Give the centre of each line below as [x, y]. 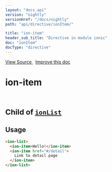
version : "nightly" [26, 15]
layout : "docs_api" [26, 10]
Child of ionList [33, 112]
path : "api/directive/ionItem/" [39, 24]
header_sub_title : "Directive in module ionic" [57, 38]
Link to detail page [36, 156]
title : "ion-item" [25, 33]
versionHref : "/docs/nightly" [37, 19]
